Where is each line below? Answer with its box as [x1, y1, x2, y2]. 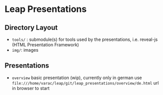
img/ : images [11, 47, 39, 53]
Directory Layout [4, 23, 58, 32]
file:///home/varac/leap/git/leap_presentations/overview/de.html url [11, 80, 159, 86]
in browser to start [11, 85, 50, 91]
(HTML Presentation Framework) [11, 42, 79, 48]
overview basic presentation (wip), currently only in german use [11, 75, 142, 81]
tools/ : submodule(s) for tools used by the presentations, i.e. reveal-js [11, 36, 158, 42]
